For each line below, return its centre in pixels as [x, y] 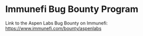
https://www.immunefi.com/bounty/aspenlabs [53, 28]
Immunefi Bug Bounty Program [72, 9]
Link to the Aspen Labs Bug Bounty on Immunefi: [56, 23]
